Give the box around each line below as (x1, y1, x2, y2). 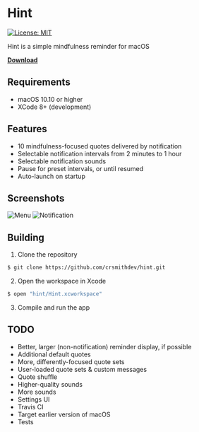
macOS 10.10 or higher (17, 95, 83, 103)
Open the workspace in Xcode (17, 277, 107, 286)
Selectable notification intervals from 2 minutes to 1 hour (17, 149, 182, 158)
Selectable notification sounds (17, 157, 107, 165)
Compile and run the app (17, 303, 90, 312)
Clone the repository (17, 250, 78, 259)
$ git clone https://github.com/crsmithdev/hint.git (7, 264, 166, 272)
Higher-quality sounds (17, 380, 83, 388)
